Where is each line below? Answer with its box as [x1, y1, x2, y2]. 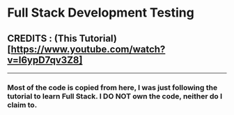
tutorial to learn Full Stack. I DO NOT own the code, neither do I [7, 91, 223, 101]
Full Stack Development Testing [7, 5, 195, 21]
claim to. [7, 100, 38, 109]
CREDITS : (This [7, 33, 78, 44]
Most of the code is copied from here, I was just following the [7, 82, 218, 92]
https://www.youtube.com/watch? [10, 43, 166, 55]
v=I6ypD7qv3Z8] [7, 54, 83, 66]
